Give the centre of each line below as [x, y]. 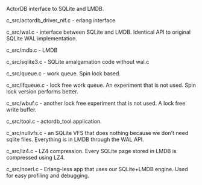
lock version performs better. [42, 92]
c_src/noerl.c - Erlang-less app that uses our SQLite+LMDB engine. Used [97, 169]
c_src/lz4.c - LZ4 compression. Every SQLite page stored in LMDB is [91, 151]
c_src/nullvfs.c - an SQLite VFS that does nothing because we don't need [97, 133]
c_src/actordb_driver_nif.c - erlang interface [61, 20]
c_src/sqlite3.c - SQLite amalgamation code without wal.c [78, 62]
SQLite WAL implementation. [42, 38]
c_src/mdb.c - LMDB [32, 50]
